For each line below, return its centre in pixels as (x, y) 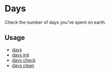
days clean (23, 65)
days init (20, 55)
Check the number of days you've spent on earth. (55, 22)
